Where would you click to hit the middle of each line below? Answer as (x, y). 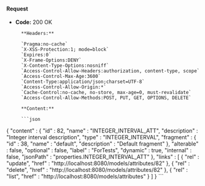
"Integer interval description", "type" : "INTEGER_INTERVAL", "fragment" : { (101, 138)
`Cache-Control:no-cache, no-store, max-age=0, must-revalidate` (106, 93)
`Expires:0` (36, 55)
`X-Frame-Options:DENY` (51, 60)
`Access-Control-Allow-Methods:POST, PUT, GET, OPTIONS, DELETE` (106, 98)
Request (17, 9)
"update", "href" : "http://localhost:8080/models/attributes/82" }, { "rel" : (98, 163)
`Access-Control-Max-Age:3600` (61, 77)
